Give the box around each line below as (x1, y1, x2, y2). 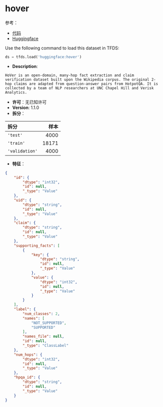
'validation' (7, 148, 38, 154)
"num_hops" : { (14, 352, 42, 357)
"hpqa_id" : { (14, 375, 41, 380)
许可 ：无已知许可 (12, 99, 47, 105)
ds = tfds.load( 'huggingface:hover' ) (5, 54, 82, 59)
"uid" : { (14, 198, 32, 203)
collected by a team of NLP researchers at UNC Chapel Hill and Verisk (5, 86, 154, 90)
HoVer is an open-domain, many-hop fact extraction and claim (5, 73, 134, 78)
